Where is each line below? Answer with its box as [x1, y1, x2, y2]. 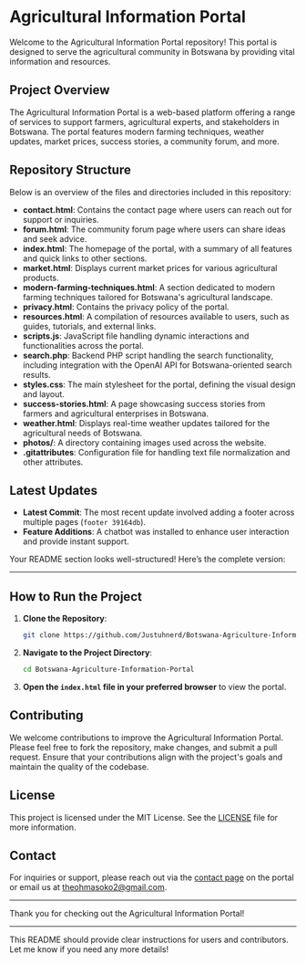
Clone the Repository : [22, 613, 107, 624]
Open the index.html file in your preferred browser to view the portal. [22, 681, 287, 692]
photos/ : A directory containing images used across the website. [22, 436, 267, 448]
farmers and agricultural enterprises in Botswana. [22, 408, 209, 419]
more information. [9, 822, 76, 833]
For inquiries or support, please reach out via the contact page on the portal [9, 872, 294, 883]
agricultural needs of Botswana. [22, 427, 143, 438]
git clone [22, 631, 61, 640]
